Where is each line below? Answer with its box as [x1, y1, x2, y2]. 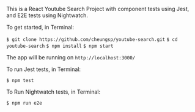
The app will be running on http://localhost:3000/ [6, 54, 136, 61]
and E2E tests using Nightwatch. [6, 12, 89, 19]
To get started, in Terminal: [6, 24, 75, 31]
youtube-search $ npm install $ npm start [6, 43, 114, 49]
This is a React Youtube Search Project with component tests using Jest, [6, 6, 189, 12]
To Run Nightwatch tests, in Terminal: [6, 88, 101, 95]
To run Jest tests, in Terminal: [6, 65, 81, 73]
